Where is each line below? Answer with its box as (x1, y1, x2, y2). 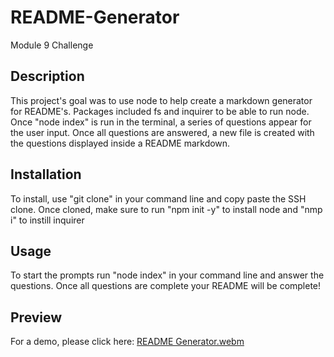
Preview (10, 309, 63, 326)
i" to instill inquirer (10, 214, 85, 226)
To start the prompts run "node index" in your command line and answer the (10, 269, 325, 281)
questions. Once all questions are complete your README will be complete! (10, 280, 322, 292)
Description (10, 68, 85, 85)
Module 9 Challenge (10, 39, 94, 51)
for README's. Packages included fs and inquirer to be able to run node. (10, 105, 310, 117)
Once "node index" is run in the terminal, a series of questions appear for (10, 116, 312, 128)
